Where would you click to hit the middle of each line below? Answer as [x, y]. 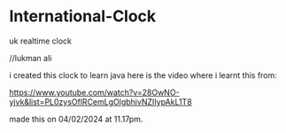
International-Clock [83, 16]
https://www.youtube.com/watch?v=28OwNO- [94, 92]
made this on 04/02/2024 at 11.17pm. [76, 119]
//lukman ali [31, 58]
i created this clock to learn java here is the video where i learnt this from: [143, 75]
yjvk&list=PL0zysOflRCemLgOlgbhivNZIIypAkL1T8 [100, 102]
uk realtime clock [41, 41]
